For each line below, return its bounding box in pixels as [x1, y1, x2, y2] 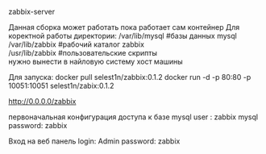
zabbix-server [8, 7, 55, 16]
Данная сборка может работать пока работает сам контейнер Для [8, 23, 240, 31]
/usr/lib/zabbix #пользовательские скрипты [8, 48, 158, 57]
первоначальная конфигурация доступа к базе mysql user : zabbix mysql [8, 112, 259, 122]
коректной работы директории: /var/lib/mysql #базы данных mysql [8, 31, 238, 40]
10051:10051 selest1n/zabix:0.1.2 [8, 81, 114, 90]
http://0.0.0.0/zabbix [8, 97, 77, 106]
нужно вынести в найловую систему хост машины [8, 56, 183, 66]
